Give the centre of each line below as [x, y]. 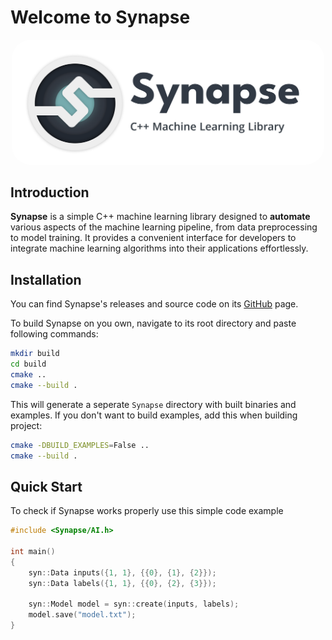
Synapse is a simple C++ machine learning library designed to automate [160, 217]
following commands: [54, 334]
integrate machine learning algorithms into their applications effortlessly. [159, 248]
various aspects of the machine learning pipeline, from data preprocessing [164, 227]
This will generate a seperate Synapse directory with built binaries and [153, 404]
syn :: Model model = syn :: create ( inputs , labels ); [134, 604]
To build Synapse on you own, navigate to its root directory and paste [153, 323]
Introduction [50, 192]
